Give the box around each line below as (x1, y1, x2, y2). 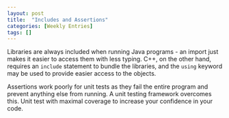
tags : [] (7, 29, 32, 36)
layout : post (7, 10, 44, 17)
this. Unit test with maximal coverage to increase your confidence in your (7, 97, 213, 106)
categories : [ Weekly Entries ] (7, 23, 94, 29)
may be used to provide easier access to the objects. (7, 70, 157, 78)
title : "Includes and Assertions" (7, 16, 109, 23)
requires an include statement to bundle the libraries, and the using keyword (7, 62, 223, 70)
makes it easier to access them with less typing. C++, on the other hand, (7, 55, 212, 63)
